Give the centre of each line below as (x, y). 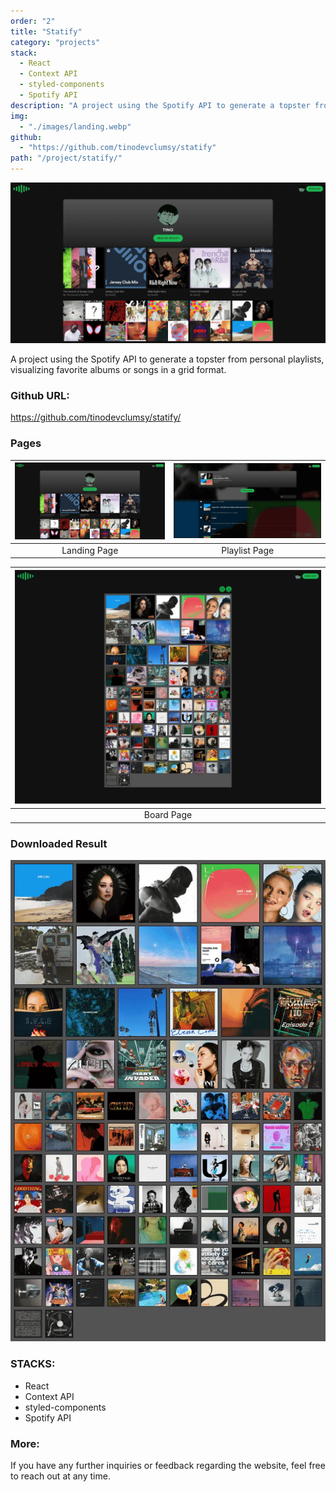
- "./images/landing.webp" (75, 126)
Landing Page (90, 550)
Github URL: (40, 395)
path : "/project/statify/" (66, 158)
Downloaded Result (59, 843)
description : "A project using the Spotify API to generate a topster (160, 105)
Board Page (168, 815)
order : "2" (33, 21)
